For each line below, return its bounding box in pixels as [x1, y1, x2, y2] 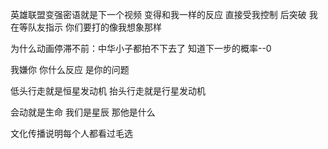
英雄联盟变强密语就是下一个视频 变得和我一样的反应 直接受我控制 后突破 [10, 9, 307, 20]
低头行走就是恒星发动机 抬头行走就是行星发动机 [10, 85, 206, 97]
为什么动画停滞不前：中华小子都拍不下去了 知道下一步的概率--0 [10, 43, 272, 54]
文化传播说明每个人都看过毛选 [10, 128, 133, 139]
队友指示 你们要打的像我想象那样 [27, 21, 162, 33]
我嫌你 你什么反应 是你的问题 [10, 64, 130, 75]
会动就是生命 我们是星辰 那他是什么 [10, 106, 156, 118]
